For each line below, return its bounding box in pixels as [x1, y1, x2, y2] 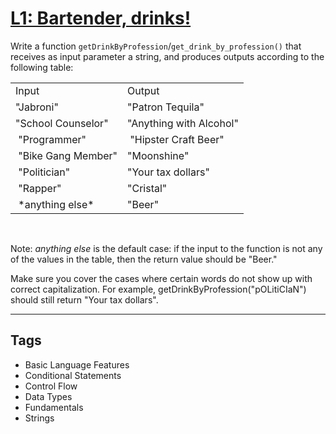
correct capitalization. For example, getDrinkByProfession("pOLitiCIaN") [10, 283, 307, 295]
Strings [24, 412, 55, 424]
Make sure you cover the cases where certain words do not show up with [10, 272, 313, 284]
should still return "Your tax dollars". [10, 293, 159, 306]
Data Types [24, 390, 73, 402]
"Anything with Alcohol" [127, 116, 239, 130]
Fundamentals [24, 401, 84, 413]
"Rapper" [18, 181, 62, 195]
